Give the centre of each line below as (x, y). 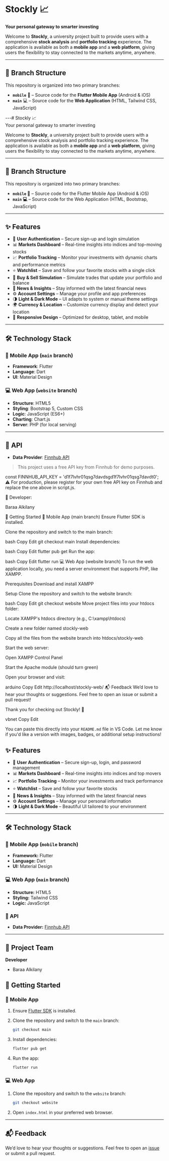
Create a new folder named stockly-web (47, 628)
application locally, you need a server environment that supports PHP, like (82, 569)
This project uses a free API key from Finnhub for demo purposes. (86, 467)
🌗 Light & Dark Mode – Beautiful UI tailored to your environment (79, 806)
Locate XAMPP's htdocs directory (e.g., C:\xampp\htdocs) (65, 619)
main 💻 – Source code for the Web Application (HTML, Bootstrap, (80, 199)
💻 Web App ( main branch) (37, 879)
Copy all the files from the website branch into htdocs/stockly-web (74, 638)
